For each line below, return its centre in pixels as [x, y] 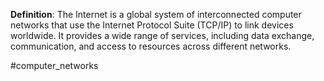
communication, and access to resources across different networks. [151, 46]
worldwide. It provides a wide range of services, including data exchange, [162, 35]
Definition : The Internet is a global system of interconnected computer [156, 14]
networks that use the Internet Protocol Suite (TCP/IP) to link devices [152, 25]
